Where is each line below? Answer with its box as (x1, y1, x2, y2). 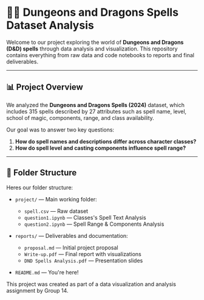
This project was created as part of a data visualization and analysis (6, 280, 176, 288)
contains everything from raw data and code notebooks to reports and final (6, 51, 194, 58)
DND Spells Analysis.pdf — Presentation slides (24, 257, 143, 264)
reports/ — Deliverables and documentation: (15, 232, 129, 239)
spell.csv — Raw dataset (24, 207, 89, 215)
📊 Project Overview (6, 82, 83, 92)
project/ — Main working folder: (15, 195, 97, 203)
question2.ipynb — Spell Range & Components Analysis (24, 220, 165, 228)
